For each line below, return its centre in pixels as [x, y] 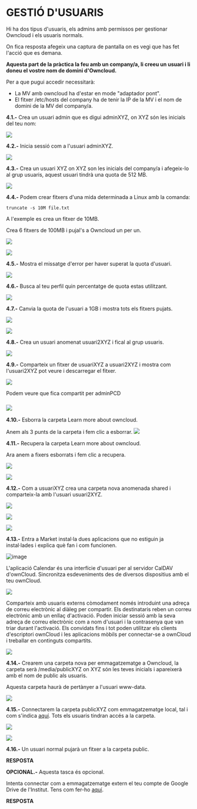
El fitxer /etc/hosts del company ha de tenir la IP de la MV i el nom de [98, 100]
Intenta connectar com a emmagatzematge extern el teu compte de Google [97, 784]
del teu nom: [21, 123]
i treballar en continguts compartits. [49, 641]
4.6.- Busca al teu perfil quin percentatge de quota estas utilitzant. [87, 286]
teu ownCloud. [24, 581]
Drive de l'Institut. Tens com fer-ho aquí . [55, 790]
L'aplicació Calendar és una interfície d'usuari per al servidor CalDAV [90, 568]
